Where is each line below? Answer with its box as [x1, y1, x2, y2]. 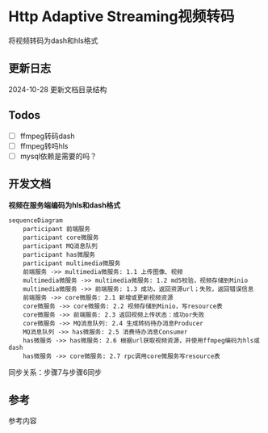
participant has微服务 [23, 250, 95, 259]
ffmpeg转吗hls [19, 141, 69, 150]
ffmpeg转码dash [19, 131, 75, 141]
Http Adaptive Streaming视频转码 [8, 7, 235, 26]
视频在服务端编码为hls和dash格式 [8, 200, 121, 210]
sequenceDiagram [8, 216, 63, 225]
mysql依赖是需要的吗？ [19, 151, 98, 161]
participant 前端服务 [23, 225, 91, 233]
